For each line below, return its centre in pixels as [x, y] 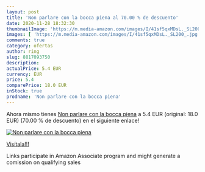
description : [23, 63]
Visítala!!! [18, 144]
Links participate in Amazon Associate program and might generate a [93, 156]
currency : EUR [24, 74]
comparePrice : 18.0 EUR [37, 86]
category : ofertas [30, 46]
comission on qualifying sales [44, 162]
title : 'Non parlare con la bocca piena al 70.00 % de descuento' [92, 18]
